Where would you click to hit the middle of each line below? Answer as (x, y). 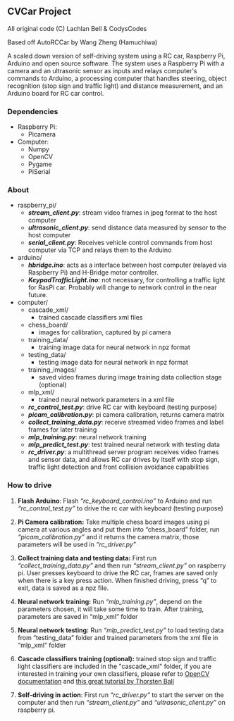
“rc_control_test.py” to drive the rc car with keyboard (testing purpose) (120, 508)
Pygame (40, 164)
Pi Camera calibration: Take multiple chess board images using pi (113, 522)
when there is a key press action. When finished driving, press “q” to (117, 580)
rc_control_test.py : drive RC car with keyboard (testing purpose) (122, 407)
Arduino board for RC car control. (56, 93)
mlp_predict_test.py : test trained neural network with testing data (124, 445)
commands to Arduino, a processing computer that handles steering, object (117, 78)
